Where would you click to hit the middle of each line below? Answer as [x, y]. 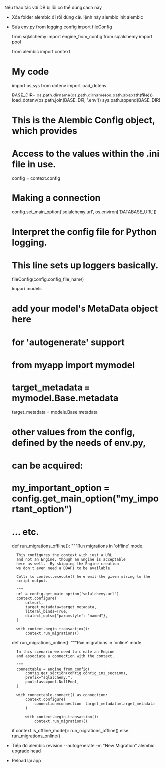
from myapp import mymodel [73, 365]
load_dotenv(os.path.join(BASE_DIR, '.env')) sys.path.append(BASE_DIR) [86, 100]
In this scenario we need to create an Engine [66, 652]
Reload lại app [26, 761]
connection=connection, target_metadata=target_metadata [94, 704]
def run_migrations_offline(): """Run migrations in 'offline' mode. [78, 546]
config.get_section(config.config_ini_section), [77, 673]
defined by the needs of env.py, [79, 442]
